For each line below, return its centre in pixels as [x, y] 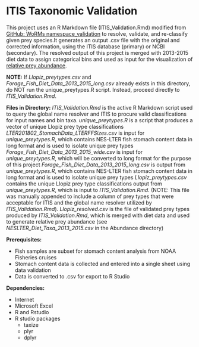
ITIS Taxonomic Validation [72, 11]
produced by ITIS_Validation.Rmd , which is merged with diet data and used [98, 215]
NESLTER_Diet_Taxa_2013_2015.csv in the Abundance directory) [85, 228]
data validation [33, 270]
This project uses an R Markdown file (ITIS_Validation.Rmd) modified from [96, 27]
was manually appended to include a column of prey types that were [90, 196]
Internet [24, 299]
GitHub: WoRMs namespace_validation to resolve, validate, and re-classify [97, 33]
